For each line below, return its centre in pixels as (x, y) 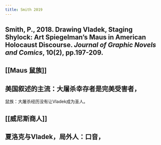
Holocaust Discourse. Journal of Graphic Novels (80, 45)
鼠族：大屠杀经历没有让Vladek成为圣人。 (47, 102)
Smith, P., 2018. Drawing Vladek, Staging (69, 30)
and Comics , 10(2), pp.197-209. (54, 53)
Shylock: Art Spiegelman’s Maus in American (76, 37)
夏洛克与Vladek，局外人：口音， (55, 137)
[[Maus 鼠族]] (26, 71)
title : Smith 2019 (24, 10)
